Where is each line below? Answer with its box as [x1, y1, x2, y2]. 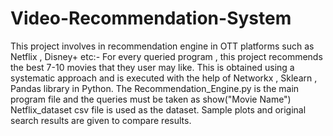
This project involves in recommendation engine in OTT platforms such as [10, 40, 315, 52]
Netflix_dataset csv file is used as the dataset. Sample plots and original [10, 103, 307, 116]
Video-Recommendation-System [10, 7, 292, 30]
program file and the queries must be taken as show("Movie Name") [10, 93, 292, 105]
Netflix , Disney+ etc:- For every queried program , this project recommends [10, 50, 323, 62]
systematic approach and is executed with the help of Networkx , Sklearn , [10, 72, 318, 84]
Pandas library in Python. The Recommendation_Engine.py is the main [10, 82, 300, 94]
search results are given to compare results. [10, 114, 192, 126]
